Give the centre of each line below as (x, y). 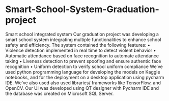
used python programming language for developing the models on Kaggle (83, 72)
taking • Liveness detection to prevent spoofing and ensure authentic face (83, 61)
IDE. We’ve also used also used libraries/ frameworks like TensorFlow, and (83, 83)
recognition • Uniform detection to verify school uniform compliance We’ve (84, 66)
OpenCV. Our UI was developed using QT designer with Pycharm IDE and (82, 88)
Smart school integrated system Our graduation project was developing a (82, 34)
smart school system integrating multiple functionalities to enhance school (83, 40)
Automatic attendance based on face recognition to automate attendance (82, 56)
